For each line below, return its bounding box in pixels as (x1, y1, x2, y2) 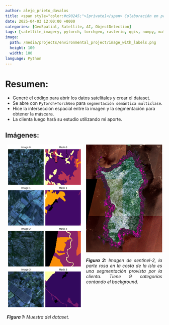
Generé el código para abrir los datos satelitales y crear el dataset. (12, 95, 151, 101)
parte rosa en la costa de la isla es (86, 263, 162, 269)
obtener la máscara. (12, 111, 54, 117)
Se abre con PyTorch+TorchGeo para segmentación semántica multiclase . (12, 100, 162, 106)
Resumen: (5, 78, 49, 90)
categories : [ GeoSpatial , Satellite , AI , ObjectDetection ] (5, 24, 132, 29)
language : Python (5, 56, 42, 61)
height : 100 (10, 45, 35, 50)
